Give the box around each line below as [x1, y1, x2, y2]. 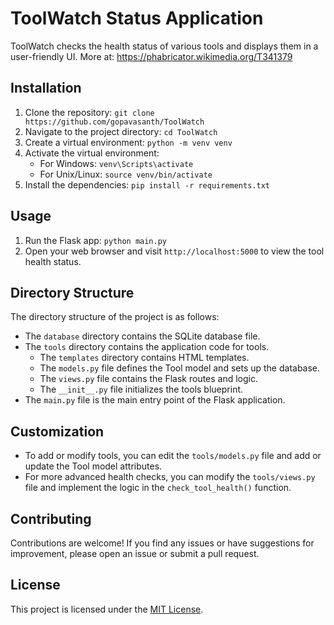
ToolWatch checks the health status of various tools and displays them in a [10, 40, 319, 52]
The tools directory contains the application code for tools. [24, 341, 270, 353]
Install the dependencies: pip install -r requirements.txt [24, 178, 270, 191]
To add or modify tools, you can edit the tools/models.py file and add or [24, 450, 322, 462]
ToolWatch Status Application [10, 7, 264, 30]
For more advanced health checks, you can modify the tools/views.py [24, 471, 316, 483]
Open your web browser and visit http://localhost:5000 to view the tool [24, 245, 325, 257]
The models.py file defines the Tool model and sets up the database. [39, 362, 321, 374]
